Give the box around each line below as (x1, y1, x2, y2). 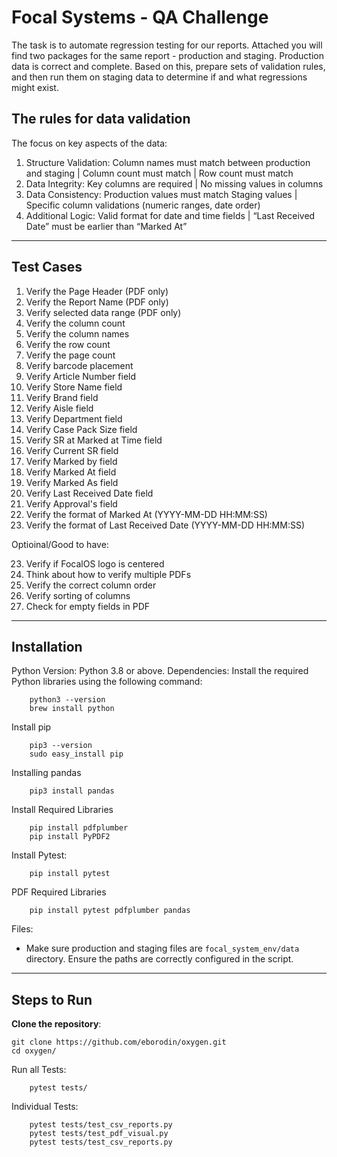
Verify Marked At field (25, 466, 117, 478)
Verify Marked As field (25, 476, 119, 488)
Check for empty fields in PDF (25, 600, 151, 612)
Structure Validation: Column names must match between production (25, 156, 311, 168)
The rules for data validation (11, 111, 191, 128)
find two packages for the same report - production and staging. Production (11, 49, 324, 61)
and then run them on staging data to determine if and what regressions (11, 71, 308, 83)
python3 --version (29, 695, 106, 705)
